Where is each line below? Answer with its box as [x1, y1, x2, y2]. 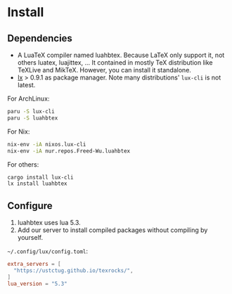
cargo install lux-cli [7, 174, 74, 181]
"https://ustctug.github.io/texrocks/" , [13, 267, 134, 274]
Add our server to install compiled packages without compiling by [17, 226, 208, 234]
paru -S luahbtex [7, 114, 58, 122]
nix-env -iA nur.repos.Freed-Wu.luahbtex [7, 147, 131, 155]
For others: [7, 160, 39, 169]
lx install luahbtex [7, 180, 68, 187]
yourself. [17, 234, 44, 242]
